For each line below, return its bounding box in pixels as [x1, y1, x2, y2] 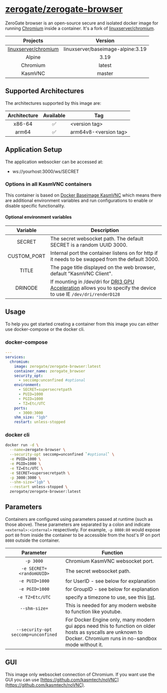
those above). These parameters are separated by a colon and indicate [5, 521, 151, 527]
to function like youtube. [65, 608, 122, 615]
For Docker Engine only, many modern [65, 616, 155, 623]
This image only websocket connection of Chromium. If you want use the [5, 671, 155, 677]
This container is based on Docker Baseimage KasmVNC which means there [5, 192, 162, 198]
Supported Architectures [5, 87, 84, 95]
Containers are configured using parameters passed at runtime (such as [5, 516, 153, 522]
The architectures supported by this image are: [5, 100, 101, 106]
